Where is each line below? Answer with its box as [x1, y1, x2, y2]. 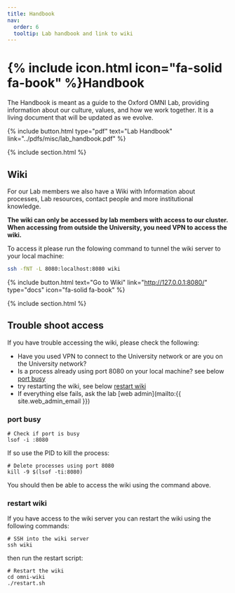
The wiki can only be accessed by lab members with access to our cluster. [7, 216, 229, 224]
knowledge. [7, 202, 41, 210]
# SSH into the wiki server [7, 535, 90, 542]
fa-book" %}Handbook [7, 75, 145, 91]
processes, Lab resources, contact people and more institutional [7, 195, 194, 203]
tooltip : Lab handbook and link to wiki [13, 30, 133, 37]
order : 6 [13, 23, 39, 30]
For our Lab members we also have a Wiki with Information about [7, 187, 196, 196]
